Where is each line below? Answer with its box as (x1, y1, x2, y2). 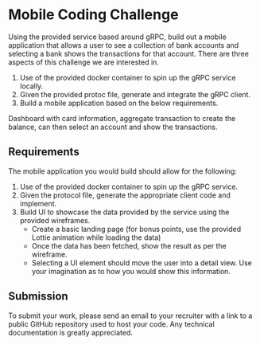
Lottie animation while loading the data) (31, 233, 161, 242)
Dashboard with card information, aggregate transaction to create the (8, 113, 236, 123)
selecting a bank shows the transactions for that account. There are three (8, 49, 249, 58)
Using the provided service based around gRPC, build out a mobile (8, 32, 227, 41)
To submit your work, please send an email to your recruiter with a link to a (8, 311, 253, 320)
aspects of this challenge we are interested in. (8, 57, 159, 67)
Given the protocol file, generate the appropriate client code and (19, 190, 231, 200)
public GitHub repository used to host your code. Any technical (8, 319, 215, 328)
